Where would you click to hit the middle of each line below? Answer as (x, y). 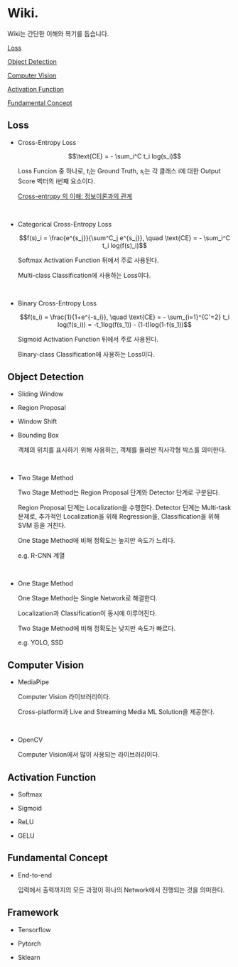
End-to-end (34, 875)
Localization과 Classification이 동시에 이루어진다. (87, 613)
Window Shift (37, 421)
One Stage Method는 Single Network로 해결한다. (87, 598)
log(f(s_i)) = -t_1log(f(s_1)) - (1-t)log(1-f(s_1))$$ (125, 324)
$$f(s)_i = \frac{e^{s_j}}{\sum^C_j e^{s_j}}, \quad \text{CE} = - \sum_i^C (125, 238)
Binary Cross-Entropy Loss (57, 303)
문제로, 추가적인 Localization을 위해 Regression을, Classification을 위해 (119, 517)
